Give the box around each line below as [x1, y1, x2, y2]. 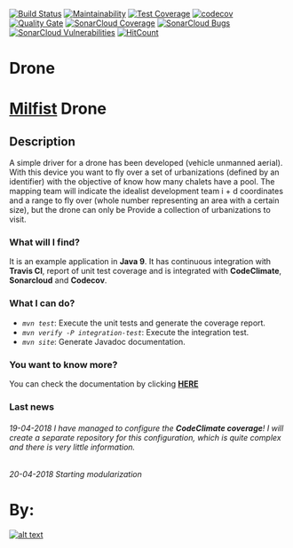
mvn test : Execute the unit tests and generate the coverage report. [21, 317, 266, 328]
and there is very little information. [9, 442, 136, 452]
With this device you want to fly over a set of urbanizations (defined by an [9, 167, 280, 177]
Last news [9, 401, 55, 412]
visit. [9, 214, 27, 225]
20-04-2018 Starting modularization [9, 469, 142, 480]
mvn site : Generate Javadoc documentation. [21, 336, 186, 347]
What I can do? [9, 297, 75, 309]
